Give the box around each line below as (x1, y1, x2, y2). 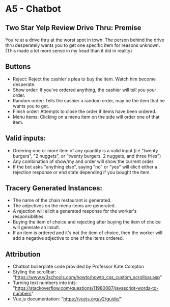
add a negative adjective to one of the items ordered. (12, 235, 124, 241)
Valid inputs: (5, 134, 46, 143)
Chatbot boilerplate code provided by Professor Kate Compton (12, 263, 144, 270)
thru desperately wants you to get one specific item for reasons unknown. (5, 42, 160, 48)
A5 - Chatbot (5, 3, 61, 15)
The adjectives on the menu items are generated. (12, 203, 116, 209)
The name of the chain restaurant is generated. (12, 197, 112, 204)
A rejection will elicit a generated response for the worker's (12, 208, 137, 214)
